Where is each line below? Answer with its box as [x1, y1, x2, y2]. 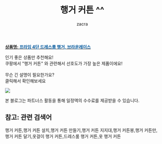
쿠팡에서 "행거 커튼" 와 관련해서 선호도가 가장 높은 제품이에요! [5, 60, 123, 66]
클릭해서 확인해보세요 [5, 78, 46, 84]
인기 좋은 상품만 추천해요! [5, 54, 54, 60]
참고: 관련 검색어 [5, 113, 52, 121]
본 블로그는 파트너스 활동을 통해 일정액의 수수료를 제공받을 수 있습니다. [5, 97, 139, 103]
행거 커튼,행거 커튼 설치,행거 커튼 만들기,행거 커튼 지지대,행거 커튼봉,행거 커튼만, [5, 127, 158, 133]
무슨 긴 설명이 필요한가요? [5, 72, 55, 77]
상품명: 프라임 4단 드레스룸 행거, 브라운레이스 [5, 44, 91, 49]
